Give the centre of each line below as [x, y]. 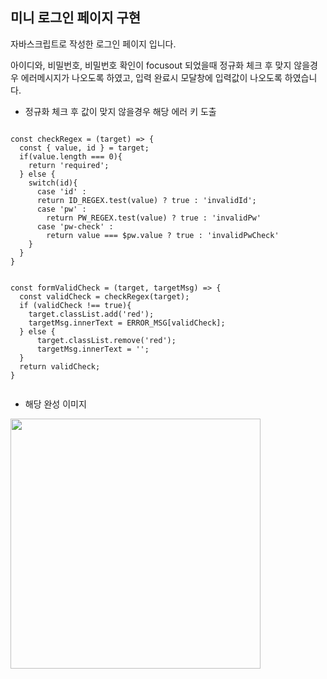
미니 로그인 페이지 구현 [76, 18]
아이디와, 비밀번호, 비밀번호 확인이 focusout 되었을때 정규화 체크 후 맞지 [151, 65]
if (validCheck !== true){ [75, 305]
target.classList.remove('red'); [106, 340]
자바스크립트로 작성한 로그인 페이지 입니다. [93, 44]
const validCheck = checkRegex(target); [104, 296]
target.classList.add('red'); [91, 314]
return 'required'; [69, 165]
